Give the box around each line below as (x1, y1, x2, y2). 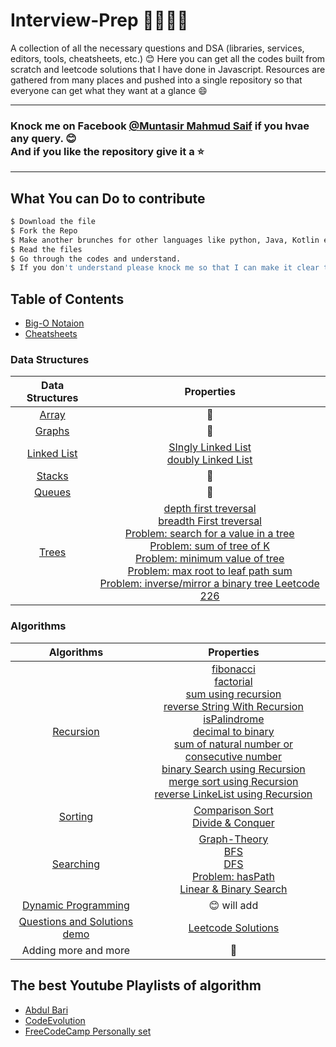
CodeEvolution (24, 1014, 86, 1026)
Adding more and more (21, 943, 131, 957)
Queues (34, 485, 72, 499)
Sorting (58, 809, 94, 823)
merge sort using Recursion (168, 774, 299, 788)
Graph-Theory (198, 832, 269, 846)
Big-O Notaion (24, 317, 85, 329)
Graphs (34, 424, 70, 438)
